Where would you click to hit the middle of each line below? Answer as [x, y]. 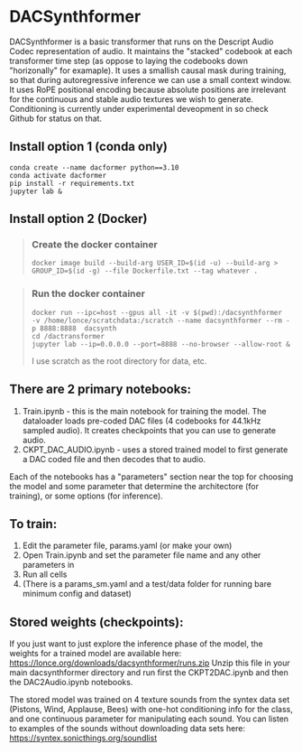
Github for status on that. [55, 118]
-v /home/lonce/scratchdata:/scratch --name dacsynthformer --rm [156, 320]
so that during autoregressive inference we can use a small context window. [151, 79]
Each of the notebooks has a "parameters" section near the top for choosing [151, 477]
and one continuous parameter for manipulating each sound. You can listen [149, 719]
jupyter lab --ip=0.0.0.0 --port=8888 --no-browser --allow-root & [160, 344]
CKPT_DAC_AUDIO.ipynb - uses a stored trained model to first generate [155, 450]
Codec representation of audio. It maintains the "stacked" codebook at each [151, 51]
